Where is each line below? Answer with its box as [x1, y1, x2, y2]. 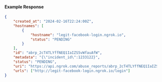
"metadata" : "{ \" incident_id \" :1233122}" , [13, 55, 100, 60]
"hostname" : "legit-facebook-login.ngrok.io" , [30, 32, 126, 37]
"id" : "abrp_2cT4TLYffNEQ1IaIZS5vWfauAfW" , [13, 51, 103, 55]
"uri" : [13, 64, 27, 68]
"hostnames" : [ [13, 23, 44, 28]
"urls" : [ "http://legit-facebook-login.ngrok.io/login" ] [13, 68, 131, 73]
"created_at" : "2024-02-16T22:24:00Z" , [13, 19, 94, 24]
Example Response [4, 4, 44, 10]
